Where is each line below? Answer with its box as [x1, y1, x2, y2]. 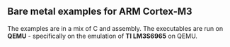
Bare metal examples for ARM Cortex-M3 [7, 6, 192, 18]
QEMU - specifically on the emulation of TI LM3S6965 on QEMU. [7, 32, 198, 40]
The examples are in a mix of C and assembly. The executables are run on [7, 24, 224, 32]
